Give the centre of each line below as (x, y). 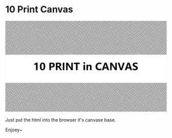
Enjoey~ (14, 130)
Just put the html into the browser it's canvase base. (61, 120)
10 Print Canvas (39, 9)
